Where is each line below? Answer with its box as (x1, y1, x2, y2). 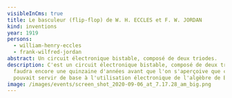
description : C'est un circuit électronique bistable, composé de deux (7, 61, 217, 68)
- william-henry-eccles (13, 42, 81, 49)
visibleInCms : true (7, 10, 64, 17)
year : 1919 (7, 29, 39, 37)
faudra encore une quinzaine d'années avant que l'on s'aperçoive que (13, 68, 221, 75)
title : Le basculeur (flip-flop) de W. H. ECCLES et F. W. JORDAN (7, 17, 202, 23)
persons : (7, 36, 32, 43)
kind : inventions (7, 23, 57, 30)
